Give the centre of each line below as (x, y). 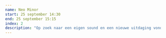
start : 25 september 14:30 (33, 14)
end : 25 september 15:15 (31, 19)
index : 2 (14, 23)
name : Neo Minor (22, 10)
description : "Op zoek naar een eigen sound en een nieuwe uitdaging (78, 28)
